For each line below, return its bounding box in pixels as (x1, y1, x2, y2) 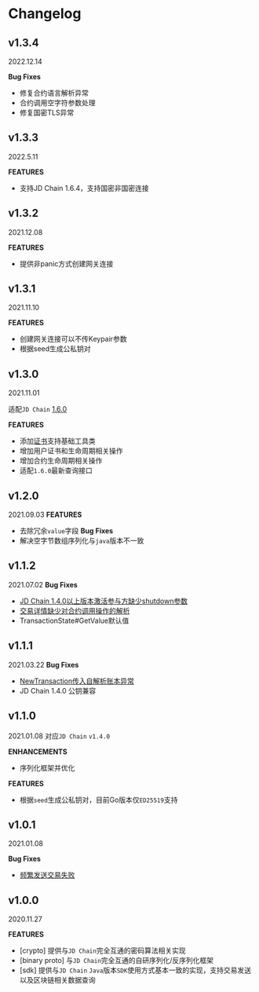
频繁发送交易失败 (19, 870, 75, 880)
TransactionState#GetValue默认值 (19, 616, 129, 625)
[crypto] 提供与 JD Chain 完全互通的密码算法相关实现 (19, 946, 186, 955)
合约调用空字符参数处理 (19, 98, 96, 107)
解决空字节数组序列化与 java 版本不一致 (19, 536, 144, 546)
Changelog (8, 5, 82, 23)
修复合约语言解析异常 (19, 88, 89, 97)
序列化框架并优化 (19, 763, 75, 772)
